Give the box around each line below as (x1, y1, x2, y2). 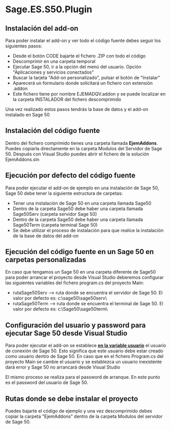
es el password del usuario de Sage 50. (5, 379, 88, 386)
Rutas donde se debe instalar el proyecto (5, 394, 138, 403)
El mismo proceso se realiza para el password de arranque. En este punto (5, 374, 160, 380)
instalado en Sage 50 (5, 111, 50, 118)
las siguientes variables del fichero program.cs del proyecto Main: (5, 280, 144, 286)
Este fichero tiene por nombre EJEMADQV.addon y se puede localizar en (12, 91, 166, 97)
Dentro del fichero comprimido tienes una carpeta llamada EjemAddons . (5, 140, 158, 146)
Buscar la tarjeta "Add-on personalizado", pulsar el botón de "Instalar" (12, 75, 161, 80)
